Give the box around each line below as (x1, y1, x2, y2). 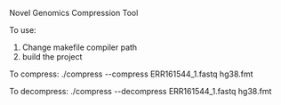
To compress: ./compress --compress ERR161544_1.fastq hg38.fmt (9, 69, 253, 79)
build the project (21, 52, 83, 61)
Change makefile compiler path (21, 42, 138, 52)
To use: (9, 25, 37, 35)
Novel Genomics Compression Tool (9, 8, 139, 18)
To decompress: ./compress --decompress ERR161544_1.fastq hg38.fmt (9, 86, 272, 96)
